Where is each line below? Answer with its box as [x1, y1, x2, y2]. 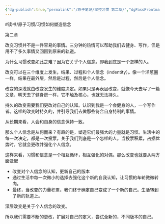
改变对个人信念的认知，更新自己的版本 [12, 168, 90, 174]
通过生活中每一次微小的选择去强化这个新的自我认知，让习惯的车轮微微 [12, 174, 155, 180]
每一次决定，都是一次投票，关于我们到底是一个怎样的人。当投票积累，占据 [5, 135, 156, 141]
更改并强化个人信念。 [30, 141, 74, 147]
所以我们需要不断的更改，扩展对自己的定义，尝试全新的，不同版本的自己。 [5, 214, 156, 220]
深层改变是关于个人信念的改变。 [5, 203, 70, 209]
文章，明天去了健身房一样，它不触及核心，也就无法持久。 [5, 92, 121, 98]
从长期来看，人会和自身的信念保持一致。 [5, 119, 87, 124]
